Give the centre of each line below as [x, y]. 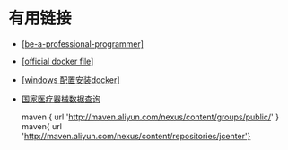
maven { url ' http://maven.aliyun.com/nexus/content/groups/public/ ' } [150, 117]
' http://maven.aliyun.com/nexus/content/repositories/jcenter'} [136, 136]
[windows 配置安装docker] [70, 79]
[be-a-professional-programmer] [83, 44]
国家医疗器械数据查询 [61, 99]
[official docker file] [57, 61]
